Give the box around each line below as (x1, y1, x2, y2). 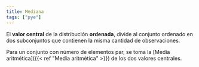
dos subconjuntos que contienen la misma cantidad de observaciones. (6, 37, 180, 44)
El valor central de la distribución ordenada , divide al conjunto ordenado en (6, 30, 193, 37)
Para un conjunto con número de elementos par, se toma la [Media (6, 48, 170, 55)
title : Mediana (6, 8, 44, 15)
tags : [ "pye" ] (6, 14, 42, 20)
